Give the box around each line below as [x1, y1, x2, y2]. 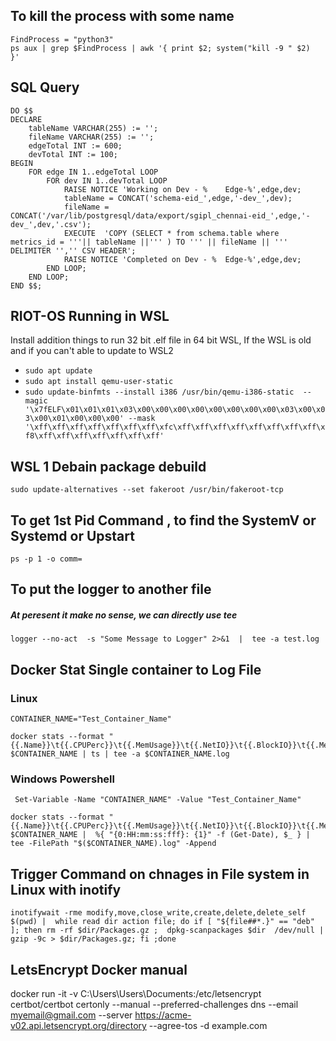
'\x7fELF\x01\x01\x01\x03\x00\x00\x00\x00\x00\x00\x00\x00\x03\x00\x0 [24, 405, 326, 415]
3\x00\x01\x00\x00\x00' [24, 414, 125, 424]
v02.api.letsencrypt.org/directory [10, 1020, 147, 1032]
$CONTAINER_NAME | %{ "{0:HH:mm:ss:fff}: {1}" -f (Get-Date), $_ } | [10, 830, 311, 840]
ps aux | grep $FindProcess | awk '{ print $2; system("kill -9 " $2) [10, 43, 311, 53]
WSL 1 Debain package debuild [10, 458, 207, 475]
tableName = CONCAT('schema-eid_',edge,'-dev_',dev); [63, 193, 293, 203]
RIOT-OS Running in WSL [10, 308, 170, 325]
